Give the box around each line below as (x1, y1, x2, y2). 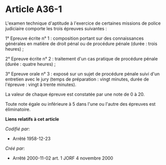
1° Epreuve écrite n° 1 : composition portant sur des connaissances (5, 35, 144, 41)
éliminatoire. (5, 106, 31, 112)
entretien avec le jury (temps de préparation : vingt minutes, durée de (5, 76, 149, 82)
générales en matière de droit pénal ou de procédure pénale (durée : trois (5, 40, 157, 46)
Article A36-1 (5, 4, 62, 15)
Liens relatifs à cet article (5, 116, 59, 122)
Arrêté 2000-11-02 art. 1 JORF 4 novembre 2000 (12, 155, 113, 161)
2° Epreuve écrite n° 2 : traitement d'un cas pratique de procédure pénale (5, 55, 158, 61)
